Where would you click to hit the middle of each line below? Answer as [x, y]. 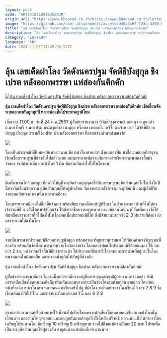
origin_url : [17, 19]
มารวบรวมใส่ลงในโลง [23, 220]
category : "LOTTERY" [27, 38]
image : [12, 24]
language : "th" [21, 42]
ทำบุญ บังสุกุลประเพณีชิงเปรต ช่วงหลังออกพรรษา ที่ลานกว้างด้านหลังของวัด [65, 133]
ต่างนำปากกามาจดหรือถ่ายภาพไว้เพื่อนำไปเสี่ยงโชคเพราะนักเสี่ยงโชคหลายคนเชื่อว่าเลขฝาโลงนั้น [81, 312]
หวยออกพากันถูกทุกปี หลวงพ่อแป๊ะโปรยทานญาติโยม [47, 112]
